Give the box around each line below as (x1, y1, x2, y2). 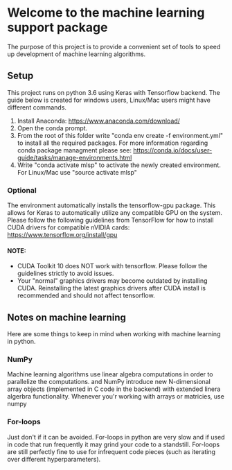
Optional (7, 185, 37, 195)
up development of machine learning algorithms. (7, 50, 146, 58)
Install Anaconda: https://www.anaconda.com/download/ (17, 116, 180, 125)
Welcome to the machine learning (7, 5, 205, 21)
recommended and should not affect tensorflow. (17, 291, 155, 299)
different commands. (7, 103, 67, 112)
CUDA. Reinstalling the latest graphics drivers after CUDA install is (17, 284, 206, 293)
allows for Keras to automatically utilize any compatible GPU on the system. (7, 209, 223, 217)
